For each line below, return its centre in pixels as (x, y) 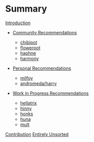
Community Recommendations (45, 32)
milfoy (27, 78)
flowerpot (30, 48)
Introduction (18, 23)
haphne (28, 53)
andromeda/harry (38, 83)
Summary (26, 9)
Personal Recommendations (42, 68)
